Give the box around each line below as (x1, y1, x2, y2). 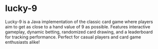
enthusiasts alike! (5, 39, 40, 45)
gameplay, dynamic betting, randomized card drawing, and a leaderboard (5, 29, 153, 35)
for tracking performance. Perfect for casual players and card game (5, 34, 141, 40)
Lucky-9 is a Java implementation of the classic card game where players (5, 19, 153, 24)
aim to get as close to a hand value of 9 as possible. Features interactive (5, 24, 150, 29)
